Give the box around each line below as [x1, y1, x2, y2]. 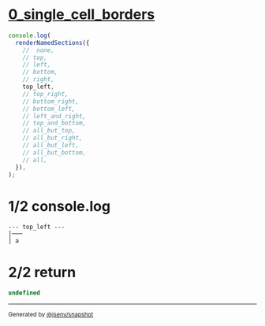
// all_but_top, [22, 127, 77, 135]
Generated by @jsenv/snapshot [8, 311, 94, 319]
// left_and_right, [22, 112, 87, 120]
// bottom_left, [22, 105, 77, 113]
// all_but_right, [22, 134, 83, 143]
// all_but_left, [22, 142, 80, 150]
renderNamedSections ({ [15, 39, 90, 46]
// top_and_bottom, [22, 120, 87, 128]
